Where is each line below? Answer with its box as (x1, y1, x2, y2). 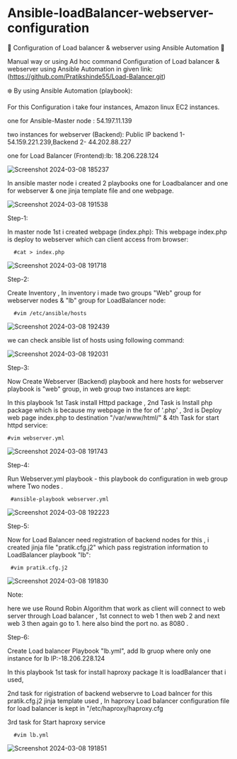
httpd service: (7, 421, 48, 429)
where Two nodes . (7, 481, 64, 490)
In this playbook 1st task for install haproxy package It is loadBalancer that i (7, 668, 226, 676)
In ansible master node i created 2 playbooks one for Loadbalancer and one (7, 178, 229, 187)
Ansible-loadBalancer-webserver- (7, 5, 214, 21)
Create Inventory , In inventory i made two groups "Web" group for (7, 288, 202, 297)
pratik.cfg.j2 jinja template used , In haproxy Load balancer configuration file (7, 696, 230, 705)
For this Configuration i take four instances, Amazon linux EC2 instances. (7, 103, 220, 111)
